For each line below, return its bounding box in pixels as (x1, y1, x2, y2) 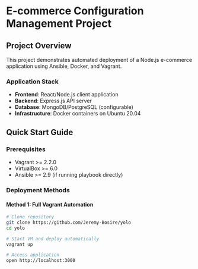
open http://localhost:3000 (6, 258, 76, 264)
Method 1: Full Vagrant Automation (6, 201, 94, 208)
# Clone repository (6, 214, 55, 220)
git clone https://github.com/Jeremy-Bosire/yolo (6, 219, 132, 226)
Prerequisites (6, 145, 46, 153)
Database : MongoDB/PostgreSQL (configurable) (14, 104, 133, 111)
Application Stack (6, 77, 59, 86)
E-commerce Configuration (6, 4, 144, 18)
